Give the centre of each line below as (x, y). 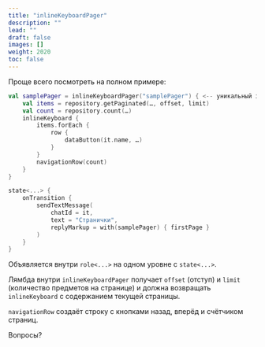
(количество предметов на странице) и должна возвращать (110, 288)
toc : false (26, 60)
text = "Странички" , (84, 220)
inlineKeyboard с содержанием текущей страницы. (94, 297)
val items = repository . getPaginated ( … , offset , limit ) (116, 103)
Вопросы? (25, 335)
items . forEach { (63, 126)
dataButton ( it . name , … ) (104, 140)
